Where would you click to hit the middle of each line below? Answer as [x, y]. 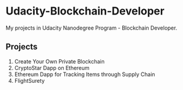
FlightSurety [29, 80]
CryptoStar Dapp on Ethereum [52, 68]
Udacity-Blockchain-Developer [85, 11]
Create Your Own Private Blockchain [59, 61]
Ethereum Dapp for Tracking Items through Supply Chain [85, 74]
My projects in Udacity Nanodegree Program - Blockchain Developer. [91, 28]
